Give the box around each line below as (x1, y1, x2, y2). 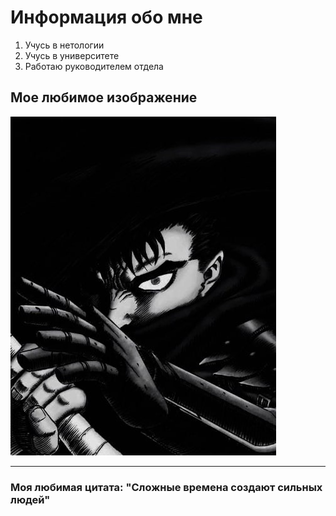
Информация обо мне (10, 6, 203, 29)
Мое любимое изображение (10, 89, 198, 106)
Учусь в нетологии (24, 39, 105, 51)
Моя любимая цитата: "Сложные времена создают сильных (10, 480, 323, 494)
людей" (10, 492, 51, 506)
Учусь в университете (24, 49, 120, 61)
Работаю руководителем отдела (24, 60, 164, 72)
